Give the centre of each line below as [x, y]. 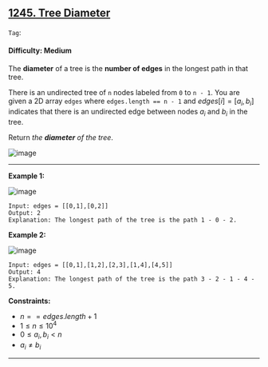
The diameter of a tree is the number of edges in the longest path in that [128, 69]
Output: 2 [25, 213]
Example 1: [27, 176]
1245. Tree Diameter [59, 13]
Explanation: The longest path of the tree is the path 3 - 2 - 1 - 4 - [132, 279]
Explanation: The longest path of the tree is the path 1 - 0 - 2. [123, 220]
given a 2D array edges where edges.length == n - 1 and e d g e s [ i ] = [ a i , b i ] [131, 102]
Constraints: [30, 301]
